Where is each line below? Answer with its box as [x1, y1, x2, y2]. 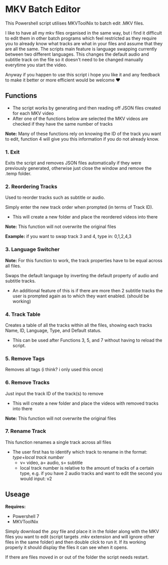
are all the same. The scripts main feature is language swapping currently [5, 46, 157, 52]
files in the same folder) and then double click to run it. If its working [5, 539, 146, 545]
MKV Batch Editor [5, 4, 81, 15]
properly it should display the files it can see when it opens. [5, 544, 128, 550]
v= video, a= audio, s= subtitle [20, 460, 83, 466]
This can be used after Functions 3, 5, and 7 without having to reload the [12, 337, 162, 343]
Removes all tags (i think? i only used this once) [5, 367, 104, 373]
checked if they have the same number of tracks [12, 121, 113, 127]
